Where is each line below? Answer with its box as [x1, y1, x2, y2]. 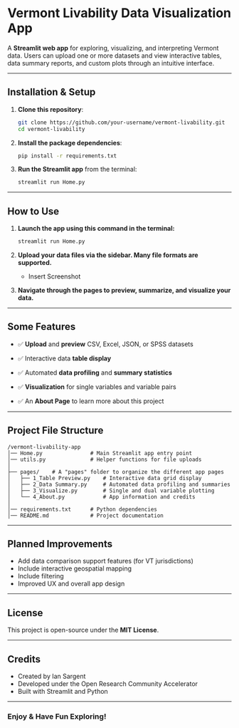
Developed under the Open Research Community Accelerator [17, 680, 198, 688]
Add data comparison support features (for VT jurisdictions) [17, 557, 194, 566]
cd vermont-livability [17, 125, 85, 132]
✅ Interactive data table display [17, 354, 112, 363]
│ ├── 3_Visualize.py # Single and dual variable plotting [7, 487, 215, 494]
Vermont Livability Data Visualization [7, 5, 232, 21]
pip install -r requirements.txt [17, 152, 117, 160]
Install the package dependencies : [17, 138, 122, 147]
